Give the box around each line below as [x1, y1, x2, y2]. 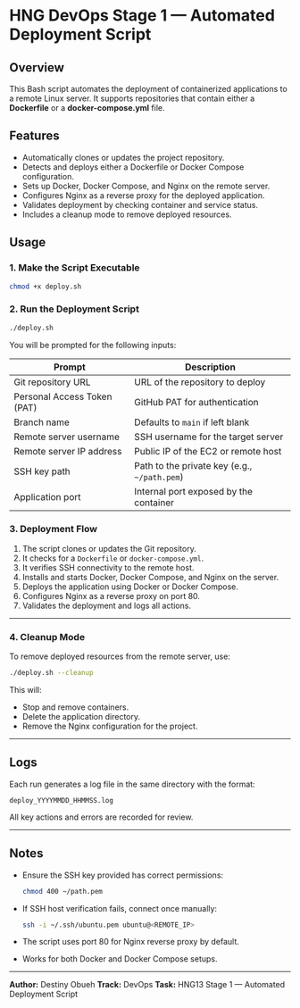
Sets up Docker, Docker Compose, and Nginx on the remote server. [21, 180, 271, 191]
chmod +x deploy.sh [9, 282, 82, 291]
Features [9, 129, 60, 144]
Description [184, 361, 237, 373]
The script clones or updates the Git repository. [21, 543, 196, 554]
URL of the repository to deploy [133, 376, 266, 388]
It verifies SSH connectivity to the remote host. [21, 562, 195, 572]
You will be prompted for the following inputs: [9, 339, 177, 350]
